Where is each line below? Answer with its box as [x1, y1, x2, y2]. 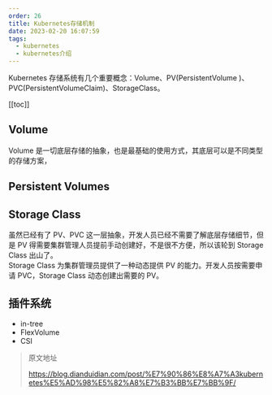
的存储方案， [8, 155, 51, 165]
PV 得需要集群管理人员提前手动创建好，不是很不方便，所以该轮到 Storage [17, 241, 264, 250]
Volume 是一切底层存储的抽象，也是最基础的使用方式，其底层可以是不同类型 [8, 145, 264, 155]
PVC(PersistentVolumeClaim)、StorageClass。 [8, 83, 165, 93]
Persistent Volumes [8, 180, 110, 193]
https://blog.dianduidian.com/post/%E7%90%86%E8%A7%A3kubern [28, 369, 264, 379]
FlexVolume [19, 327, 60, 337]
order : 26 [8, 11, 42, 20]
